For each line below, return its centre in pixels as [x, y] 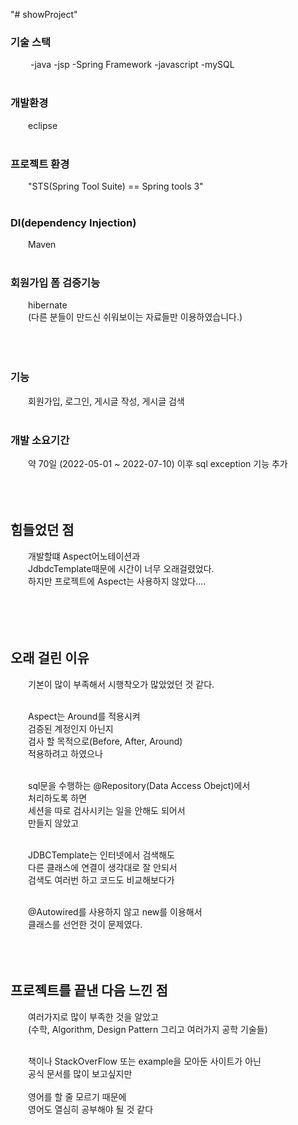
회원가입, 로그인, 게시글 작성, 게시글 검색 [106, 401]
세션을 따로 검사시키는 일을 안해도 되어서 [107, 810]
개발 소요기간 [40, 440]
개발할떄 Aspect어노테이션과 [84, 556]
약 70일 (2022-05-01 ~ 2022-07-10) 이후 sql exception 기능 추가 [158, 464]
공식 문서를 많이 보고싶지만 [80, 1073]
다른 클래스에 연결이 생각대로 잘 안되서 [103, 867]
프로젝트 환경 [40, 164]
